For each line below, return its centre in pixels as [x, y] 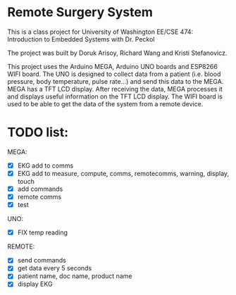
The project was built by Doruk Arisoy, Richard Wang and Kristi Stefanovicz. [117, 53]
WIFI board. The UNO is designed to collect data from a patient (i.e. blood [114, 74]
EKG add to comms [45, 165]
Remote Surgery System [80, 12]
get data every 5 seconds [55, 268]
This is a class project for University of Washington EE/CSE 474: [100, 32]
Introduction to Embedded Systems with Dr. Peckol [81, 39]
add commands [40, 189]
